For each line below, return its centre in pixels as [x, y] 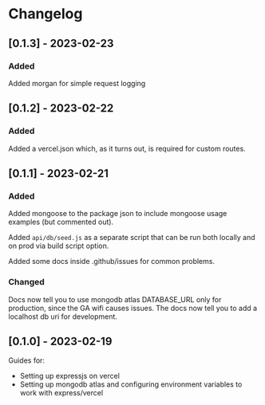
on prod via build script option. [59, 246]
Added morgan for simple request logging [77, 83]
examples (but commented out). [61, 222]
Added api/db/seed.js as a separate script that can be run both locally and [132, 238]
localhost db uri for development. [63, 317]
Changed [27, 282]
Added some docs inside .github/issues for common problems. [112, 261]
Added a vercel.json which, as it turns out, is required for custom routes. [127, 148]
